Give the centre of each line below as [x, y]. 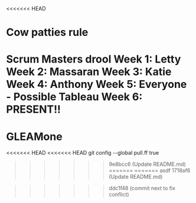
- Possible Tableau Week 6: [74, 97]
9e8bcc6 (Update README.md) [147, 164]
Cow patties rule [47, 32]
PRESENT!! [33, 109]
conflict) [119, 195]
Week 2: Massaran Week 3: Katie [89, 72]
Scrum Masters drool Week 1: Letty [94, 59]
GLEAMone [35, 137]
